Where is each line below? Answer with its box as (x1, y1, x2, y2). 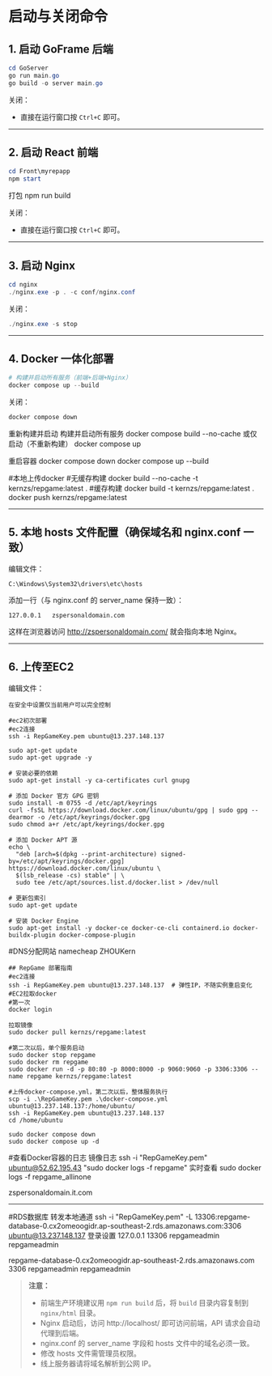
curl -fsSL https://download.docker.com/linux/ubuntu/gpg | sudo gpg (8, 806, 249, 814)
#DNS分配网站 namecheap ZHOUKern (8, 946, 136, 956)
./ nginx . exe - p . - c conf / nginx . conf (8, 288, 136, 296)
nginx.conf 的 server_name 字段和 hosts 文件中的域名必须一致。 (40, 1338, 254, 1348)
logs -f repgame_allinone (8, 1171, 91, 1182)
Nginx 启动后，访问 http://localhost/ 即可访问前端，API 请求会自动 (40, 1318, 261, 1327)
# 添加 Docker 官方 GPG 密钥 (8, 792, 100, 800)
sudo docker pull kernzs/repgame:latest (8, 1028, 147, 1036)
